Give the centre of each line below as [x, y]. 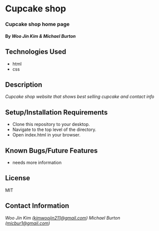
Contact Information [37, 206]
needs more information [37, 162]
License [18, 178]
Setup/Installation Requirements [56, 112]
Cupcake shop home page [38, 24]
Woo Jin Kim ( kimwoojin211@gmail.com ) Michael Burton [63, 218]
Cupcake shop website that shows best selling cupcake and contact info [80, 97]
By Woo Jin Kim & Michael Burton [40, 36]
